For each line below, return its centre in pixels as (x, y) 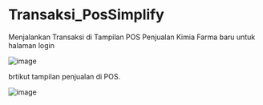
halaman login (31, 45)
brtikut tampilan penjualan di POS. (65, 76)
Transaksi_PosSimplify (86, 15)
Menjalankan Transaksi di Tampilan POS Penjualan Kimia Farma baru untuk (132, 37)
